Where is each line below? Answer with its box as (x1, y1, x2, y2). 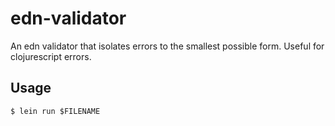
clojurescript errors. (10, 50, 92, 62)
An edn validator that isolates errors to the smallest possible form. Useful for (10, 40, 325, 52)
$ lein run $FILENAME (10, 106, 101, 116)
